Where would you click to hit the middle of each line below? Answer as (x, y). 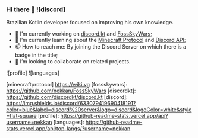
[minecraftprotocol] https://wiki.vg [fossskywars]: (67, 85)
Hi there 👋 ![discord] (36, 9)
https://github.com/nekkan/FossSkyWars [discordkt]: (71, 91)
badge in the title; (36, 55)
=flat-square (21, 116)
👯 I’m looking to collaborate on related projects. (73, 62)
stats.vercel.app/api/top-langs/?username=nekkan (68, 129)
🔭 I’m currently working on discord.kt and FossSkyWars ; (84, 34)
